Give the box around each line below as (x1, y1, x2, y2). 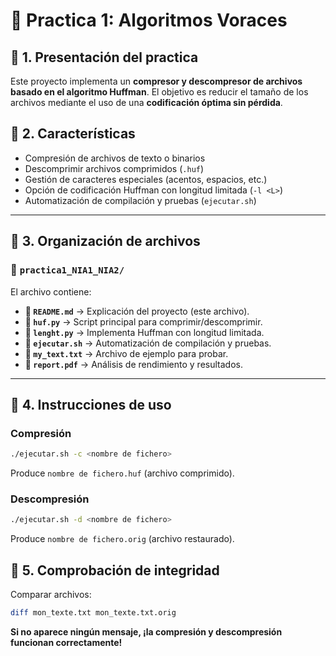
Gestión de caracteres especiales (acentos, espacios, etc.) (24, 173, 268, 185)
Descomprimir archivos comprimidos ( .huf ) (24, 162, 205, 174)
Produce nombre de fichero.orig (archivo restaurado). (10, 533, 235, 545)
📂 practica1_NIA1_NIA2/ (10, 263, 125, 277)
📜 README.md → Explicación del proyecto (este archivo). (24, 305, 250, 317)
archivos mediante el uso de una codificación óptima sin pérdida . (10, 97, 283, 108)
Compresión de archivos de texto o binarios (24, 152, 206, 164)
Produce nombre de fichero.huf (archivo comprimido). (10, 467, 235, 479)
